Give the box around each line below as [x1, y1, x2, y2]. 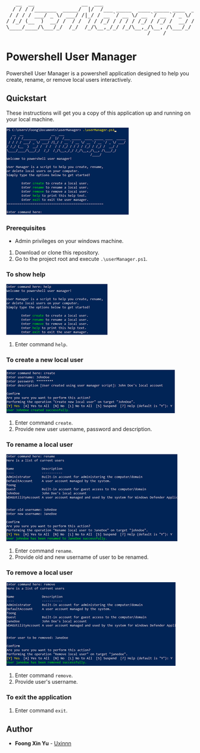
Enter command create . [14, 419, 73, 426]
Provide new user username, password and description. [14, 425, 152, 432]
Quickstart [6, 93, 47, 104]
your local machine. [6, 115, 55, 122]
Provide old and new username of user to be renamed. [14, 553, 149, 561]
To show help [6, 270, 46, 278]
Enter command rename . [14, 547, 73, 554]
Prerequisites [6, 224, 46, 232]
